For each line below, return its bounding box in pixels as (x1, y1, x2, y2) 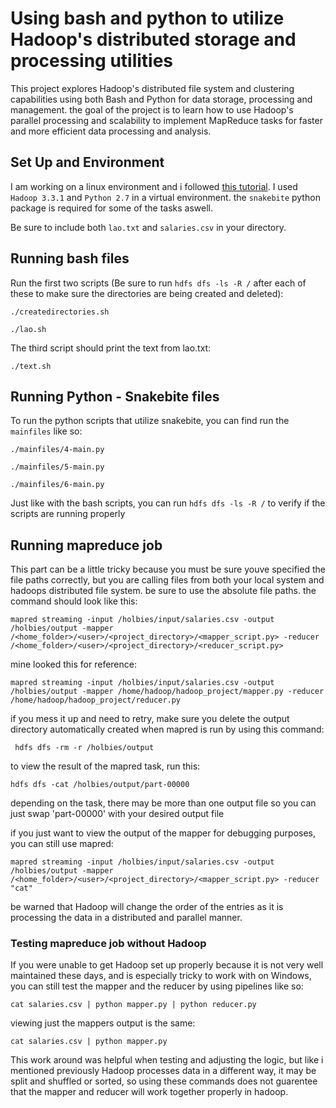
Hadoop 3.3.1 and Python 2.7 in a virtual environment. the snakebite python (10, 191, 321, 203)
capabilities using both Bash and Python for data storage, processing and (10, 93, 313, 105)
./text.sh (10, 361, 52, 371)
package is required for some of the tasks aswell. (10, 202, 214, 214)
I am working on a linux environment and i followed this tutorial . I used (10, 180, 298, 192)
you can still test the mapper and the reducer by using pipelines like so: (10, 980, 304, 992)
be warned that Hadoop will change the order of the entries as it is (10, 901, 284, 913)
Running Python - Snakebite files (10, 388, 220, 405)
